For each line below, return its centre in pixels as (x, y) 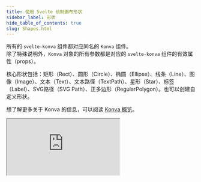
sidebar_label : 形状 (31, 17)
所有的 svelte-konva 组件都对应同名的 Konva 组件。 (69, 46)
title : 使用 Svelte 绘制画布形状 (44, 12)
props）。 (28, 61)
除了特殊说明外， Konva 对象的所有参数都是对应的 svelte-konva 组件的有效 (97, 54)
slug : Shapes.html (29, 29)
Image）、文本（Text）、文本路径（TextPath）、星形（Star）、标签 (95, 82)
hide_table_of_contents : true (44, 23)
